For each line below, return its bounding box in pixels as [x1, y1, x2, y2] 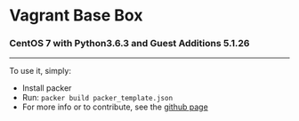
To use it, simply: [9, 66, 71, 77]
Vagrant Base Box [9, 5, 143, 26]
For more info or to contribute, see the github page [21, 101, 209, 112]
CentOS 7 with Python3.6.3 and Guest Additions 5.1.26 [9, 37, 250, 50]
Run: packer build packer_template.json [21, 93, 174, 103]
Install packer [21, 83, 72, 93]
